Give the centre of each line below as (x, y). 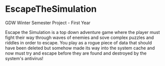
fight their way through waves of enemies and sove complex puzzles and (80, 37)
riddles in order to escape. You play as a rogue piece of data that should (79, 42)
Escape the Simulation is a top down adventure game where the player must (82, 32)
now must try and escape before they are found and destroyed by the (76, 53)
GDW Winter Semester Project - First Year (48, 23)
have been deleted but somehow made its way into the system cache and (80, 48)
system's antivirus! (24, 58)
